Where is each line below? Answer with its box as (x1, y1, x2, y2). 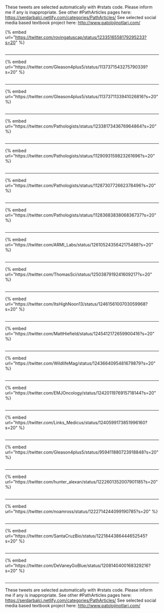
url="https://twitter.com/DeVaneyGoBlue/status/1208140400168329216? (5, 563, 151, 569)
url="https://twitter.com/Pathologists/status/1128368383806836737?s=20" (5, 212, 157, 218)
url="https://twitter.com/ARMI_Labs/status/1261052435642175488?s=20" (5, 242, 154, 247)
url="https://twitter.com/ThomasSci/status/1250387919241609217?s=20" (5, 271, 152, 277)
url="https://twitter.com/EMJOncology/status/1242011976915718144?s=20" (5, 390, 156, 395)
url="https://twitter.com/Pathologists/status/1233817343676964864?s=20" (5, 123, 157, 129)
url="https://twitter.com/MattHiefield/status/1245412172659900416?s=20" (5, 331, 155, 336)
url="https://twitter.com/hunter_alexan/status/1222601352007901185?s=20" (5, 479, 158, 484)
